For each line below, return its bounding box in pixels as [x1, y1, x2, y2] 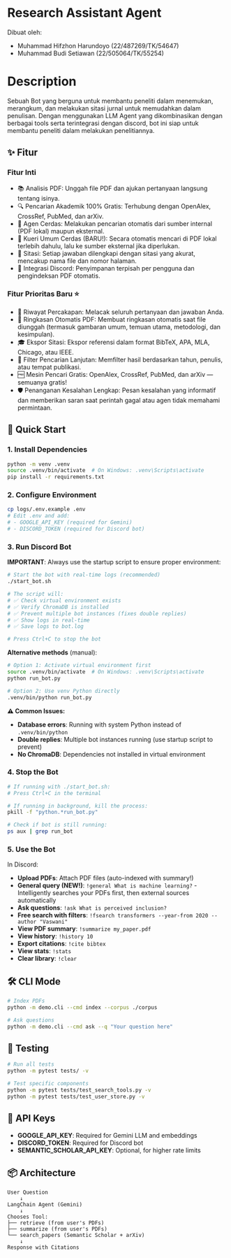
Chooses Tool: [7, 1213, 49, 1221]
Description [7, 73, 77, 90]
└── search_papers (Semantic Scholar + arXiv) [7, 1232, 145, 1239]
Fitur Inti [7, 168, 36, 178]
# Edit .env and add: [7, 513, 70, 520]
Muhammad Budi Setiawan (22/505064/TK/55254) [17, 49, 164, 57]
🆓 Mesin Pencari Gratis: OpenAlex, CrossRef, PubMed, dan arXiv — [17, 370, 214, 378]
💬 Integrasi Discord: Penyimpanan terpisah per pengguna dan [17, 264, 195, 272]
